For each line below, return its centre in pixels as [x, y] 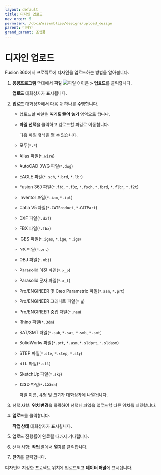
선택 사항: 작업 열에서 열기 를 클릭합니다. [50, 447]
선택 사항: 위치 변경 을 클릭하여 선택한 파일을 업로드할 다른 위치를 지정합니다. [84, 405]
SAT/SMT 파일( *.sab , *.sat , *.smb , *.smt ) [60, 332]
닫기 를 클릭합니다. [29, 457]
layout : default [21, 10]
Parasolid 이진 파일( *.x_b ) [45, 270]
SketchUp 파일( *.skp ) [41, 374]
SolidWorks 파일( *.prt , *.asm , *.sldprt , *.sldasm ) [69, 342]
